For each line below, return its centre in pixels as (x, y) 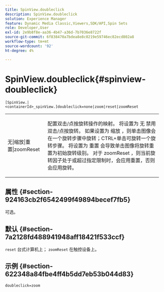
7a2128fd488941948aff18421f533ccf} (65, 237)
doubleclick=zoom (23, 285)
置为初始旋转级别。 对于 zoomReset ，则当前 (99, 153)
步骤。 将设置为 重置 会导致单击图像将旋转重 (103, 146)
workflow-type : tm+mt (27, 42)
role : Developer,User (27, 28)
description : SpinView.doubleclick (41, 14)
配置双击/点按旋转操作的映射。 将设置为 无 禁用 (102, 124)
